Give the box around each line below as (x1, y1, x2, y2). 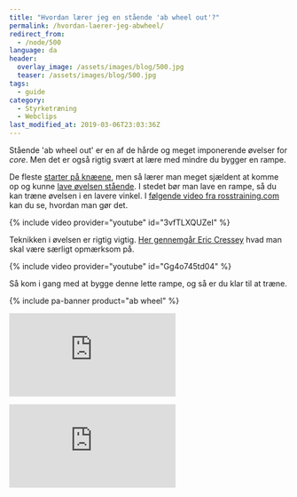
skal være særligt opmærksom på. (9, 244, 135, 254)
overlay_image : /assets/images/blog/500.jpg (17, 63, 184, 72)
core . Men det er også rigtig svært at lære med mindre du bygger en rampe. (9, 155, 286, 164)
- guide (17, 87, 46, 96)
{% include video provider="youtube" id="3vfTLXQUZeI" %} (9, 217, 231, 228)
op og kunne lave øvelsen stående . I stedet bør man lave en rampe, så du (9, 181, 277, 191)
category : (9, 95, 46, 105)
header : (9, 54, 38, 63)
